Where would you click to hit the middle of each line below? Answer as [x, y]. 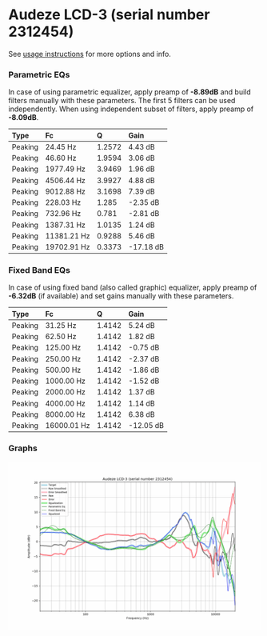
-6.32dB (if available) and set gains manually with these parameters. [121, 296]
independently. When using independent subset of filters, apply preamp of [131, 109]
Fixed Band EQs [39, 270]
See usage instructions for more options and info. [90, 54]
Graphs [23, 448]
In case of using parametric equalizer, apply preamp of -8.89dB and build [130, 92]
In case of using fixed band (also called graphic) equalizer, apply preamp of [133, 288]
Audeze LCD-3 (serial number [109, 15]
